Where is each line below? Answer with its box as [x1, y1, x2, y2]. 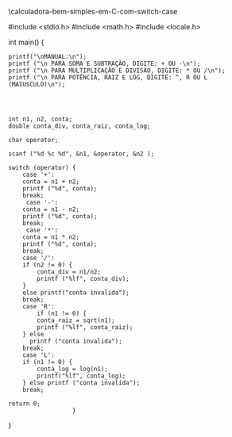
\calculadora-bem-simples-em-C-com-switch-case [8, 7, 178, 16]
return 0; [8, 400, 41, 408]
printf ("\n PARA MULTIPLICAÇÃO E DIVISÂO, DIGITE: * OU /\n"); [8, 67, 226, 75]
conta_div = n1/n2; [37, 268, 102, 276]
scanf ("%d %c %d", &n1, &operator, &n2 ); [8, 150, 155, 158]
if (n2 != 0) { [22, 261, 73, 269]
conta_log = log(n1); [37, 365, 109, 373]
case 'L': [22, 351, 56, 359]
